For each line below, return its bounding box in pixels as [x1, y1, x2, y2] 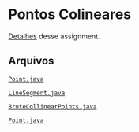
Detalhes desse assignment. [8, 31, 100, 41]
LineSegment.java [8, 89, 66, 97]
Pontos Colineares [8, 5, 132, 24]
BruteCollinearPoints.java [8, 102, 97, 111]
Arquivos [8, 54, 54, 68]
